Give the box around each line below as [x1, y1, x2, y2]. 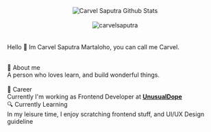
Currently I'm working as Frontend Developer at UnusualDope [7, 92, 183, 101]
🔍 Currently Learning [7, 101, 68, 108]
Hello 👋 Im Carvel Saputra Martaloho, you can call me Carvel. [7, 43, 179, 51]
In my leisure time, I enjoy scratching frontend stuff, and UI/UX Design [7, 110, 205, 118]
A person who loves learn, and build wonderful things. [7, 71, 160, 79]
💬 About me [7, 64, 40, 71]
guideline [7, 118, 34, 125]
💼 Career [7, 85, 32, 93]
